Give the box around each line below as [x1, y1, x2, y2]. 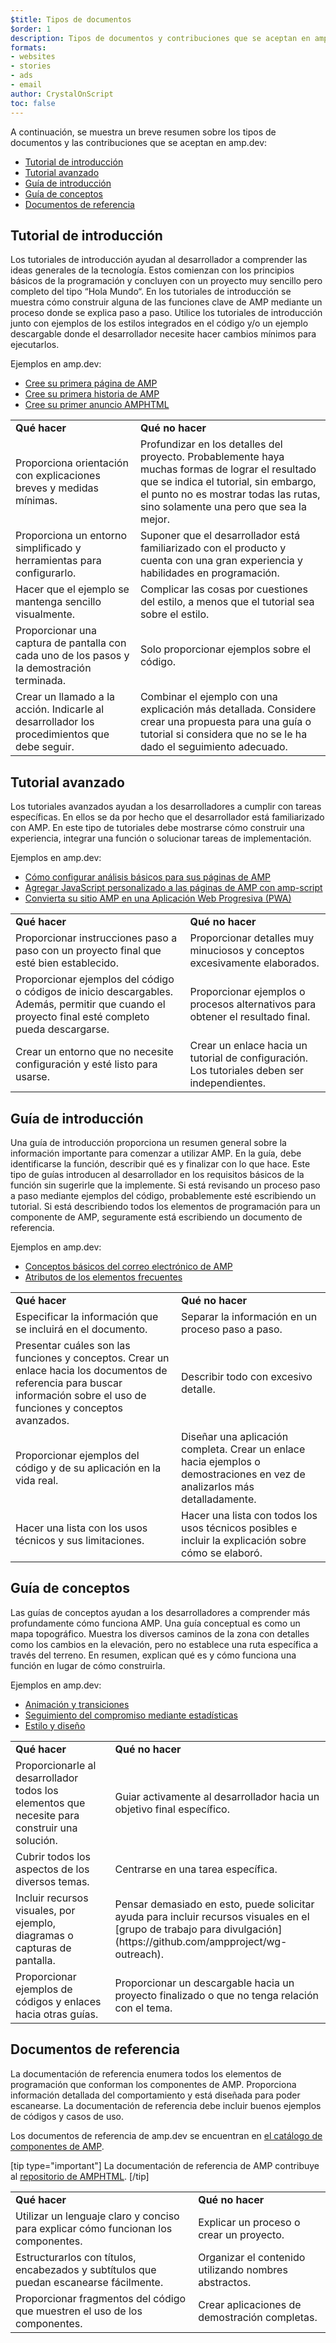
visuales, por [15, 1903, 76, 1917]
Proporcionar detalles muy [189, 931, 315, 945]
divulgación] [223, 1922, 283, 1936]
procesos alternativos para [189, 997, 317, 1011]
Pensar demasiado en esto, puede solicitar [114, 1897, 315, 1911]
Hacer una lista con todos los [181, 1508, 318, 1522]
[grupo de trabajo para [114, 1922, 222, 1936]
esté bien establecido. [15, 956, 119, 970]
